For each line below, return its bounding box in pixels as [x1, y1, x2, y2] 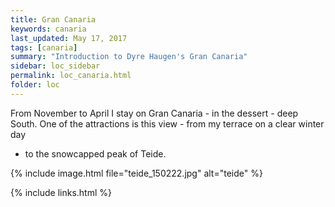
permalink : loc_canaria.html [10, 71, 132, 81]
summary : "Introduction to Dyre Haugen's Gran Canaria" [10, 52, 248, 62]
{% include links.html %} [10, 186, 112, 198]
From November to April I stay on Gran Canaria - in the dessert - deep [10, 107, 299, 119]
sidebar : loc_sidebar [10, 61, 101, 71]
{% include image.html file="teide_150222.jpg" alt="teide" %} [10, 167, 263, 179]
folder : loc [10, 80, 60, 90]
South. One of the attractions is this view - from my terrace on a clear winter [10, 117, 325, 130]
